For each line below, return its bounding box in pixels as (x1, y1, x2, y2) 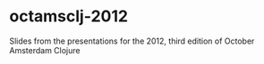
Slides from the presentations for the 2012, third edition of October (9, 36, 255, 46)
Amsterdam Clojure (9, 44, 81, 55)
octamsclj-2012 (9, 6, 128, 27)
